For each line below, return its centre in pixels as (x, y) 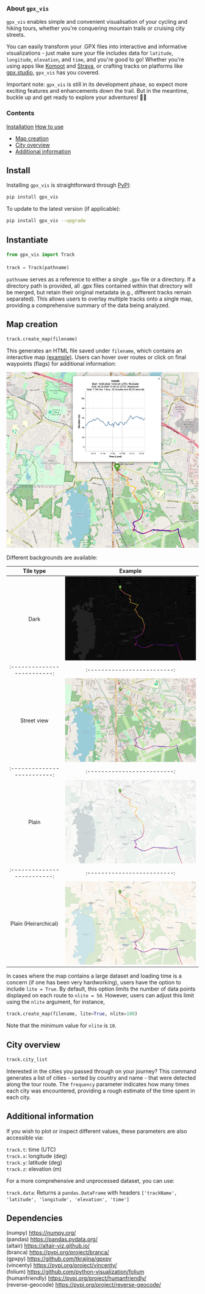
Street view (34, 721)
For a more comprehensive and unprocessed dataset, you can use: (91, 1180)
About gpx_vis (28, 9)
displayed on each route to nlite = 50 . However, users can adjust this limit (100, 995)
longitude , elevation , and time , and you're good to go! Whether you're (95, 60)
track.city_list (27, 1060)
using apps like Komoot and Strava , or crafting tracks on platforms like (95, 66)
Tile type (34, 571)
